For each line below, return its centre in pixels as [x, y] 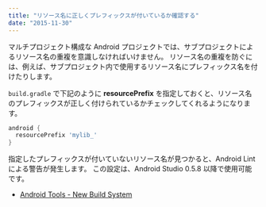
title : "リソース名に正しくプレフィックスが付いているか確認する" [104, 15]
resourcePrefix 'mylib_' [56, 136]
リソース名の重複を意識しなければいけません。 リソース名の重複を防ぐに [134, 56]
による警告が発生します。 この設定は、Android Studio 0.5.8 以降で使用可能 [130, 169]
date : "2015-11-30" [40, 23]
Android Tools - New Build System [76, 194]
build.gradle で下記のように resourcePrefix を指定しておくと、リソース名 [130, 93]
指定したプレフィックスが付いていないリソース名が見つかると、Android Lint [132, 159]
